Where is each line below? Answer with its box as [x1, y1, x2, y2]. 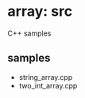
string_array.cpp [18, 72, 73, 81]
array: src [7, 2, 73, 21]
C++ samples [7, 28, 52, 38]
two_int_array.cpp [18, 81, 78, 90]
